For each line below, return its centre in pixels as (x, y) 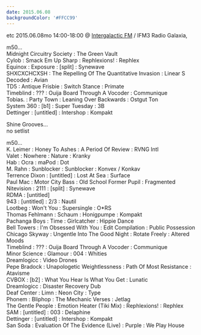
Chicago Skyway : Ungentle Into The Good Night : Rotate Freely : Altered (98, 234)
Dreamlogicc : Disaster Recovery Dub (54, 286)
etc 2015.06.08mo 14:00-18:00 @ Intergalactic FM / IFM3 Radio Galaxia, (97, 35)
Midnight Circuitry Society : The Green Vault (62, 53)
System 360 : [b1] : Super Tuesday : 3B (55, 106)
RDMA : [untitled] (28, 194)
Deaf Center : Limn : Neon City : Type (54, 293)
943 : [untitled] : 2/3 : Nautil (41, 201)
